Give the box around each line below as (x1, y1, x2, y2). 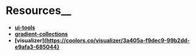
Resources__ (5, 4, 71, 18)
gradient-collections (14, 30, 68, 37)
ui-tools (14, 24, 35, 31)
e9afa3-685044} (14, 43, 60, 51)
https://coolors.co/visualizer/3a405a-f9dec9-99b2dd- (46, 37, 190, 44)
